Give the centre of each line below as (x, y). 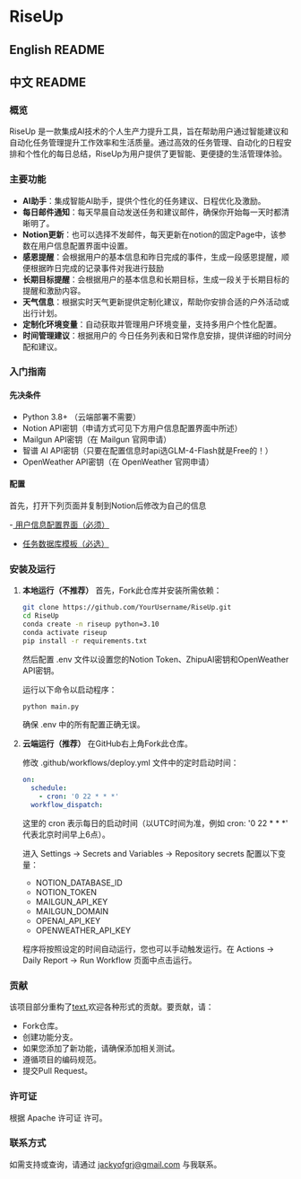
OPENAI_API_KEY (68, 920)
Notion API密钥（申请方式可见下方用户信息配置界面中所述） (132, 427)
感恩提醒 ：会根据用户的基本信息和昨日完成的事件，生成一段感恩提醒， (152, 257)
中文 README (48, 82)
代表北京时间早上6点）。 (66, 834)
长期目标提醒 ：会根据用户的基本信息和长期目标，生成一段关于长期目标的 (155, 279)
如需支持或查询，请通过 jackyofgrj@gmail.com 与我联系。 (116, 1164)
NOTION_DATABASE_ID (79, 883)
